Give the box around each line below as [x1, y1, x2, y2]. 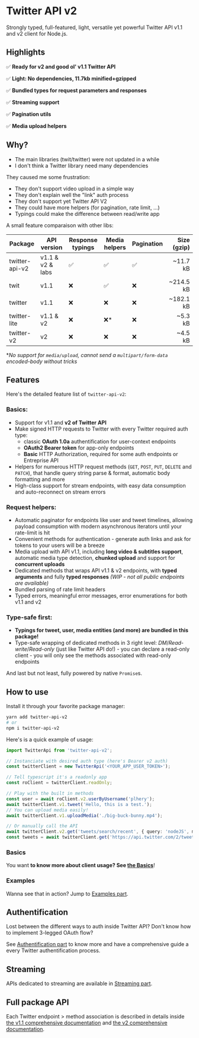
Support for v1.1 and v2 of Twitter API [14, 419, 107, 426]
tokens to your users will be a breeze [14, 542, 105, 549]
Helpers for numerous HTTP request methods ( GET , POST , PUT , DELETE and [14, 463, 192, 470]
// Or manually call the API [6, 823, 78, 829]
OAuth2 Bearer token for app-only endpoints [23, 444, 134, 451]
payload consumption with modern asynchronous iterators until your [14, 523, 182, 530]
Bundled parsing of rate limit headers [14, 585, 105, 593]
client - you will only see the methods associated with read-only [14, 652, 172, 659]
